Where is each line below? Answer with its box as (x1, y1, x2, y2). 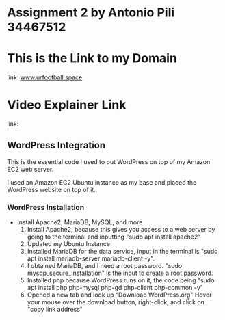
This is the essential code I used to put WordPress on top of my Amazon (7, 157, 211, 165)
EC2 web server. (7, 165, 54, 173)
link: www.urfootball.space (7, 73, 83, 81)
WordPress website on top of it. (7, 185, 96, 194)
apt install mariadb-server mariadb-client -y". (27, 254, 155, 263)
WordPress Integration (7, 139, 106, 151)
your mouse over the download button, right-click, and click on (27, 298, 205, 306)
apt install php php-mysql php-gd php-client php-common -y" (27, 284, 204, 292)
